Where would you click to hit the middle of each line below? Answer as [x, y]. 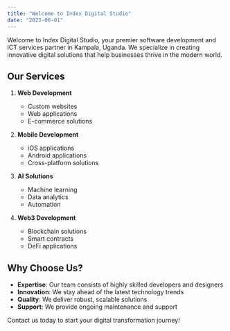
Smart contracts [51, 239]
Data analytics [48, 197]
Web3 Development [46, 218]
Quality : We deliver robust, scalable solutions [82, 300]
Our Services [36, 76]
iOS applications [51, 148]
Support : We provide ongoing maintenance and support [97, 307]
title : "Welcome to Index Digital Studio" [69, 14]
